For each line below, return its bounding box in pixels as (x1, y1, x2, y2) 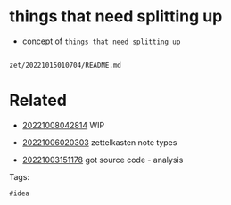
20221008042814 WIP (21, 119, 105, 130)
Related (9, 91, 67, 111)
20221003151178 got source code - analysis (21, 154, 184, 165)
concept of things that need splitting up (21, 36, 181, 46)
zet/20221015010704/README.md (9, 61, 122, 70)
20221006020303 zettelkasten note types (21, 136, 177, 148)
